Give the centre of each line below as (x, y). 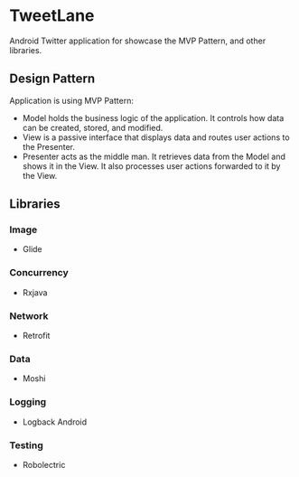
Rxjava (35, 292)
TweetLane (52, 16)
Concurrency (39, 273)
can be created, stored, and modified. (93, 127)
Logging (28, 402)
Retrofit (36, 336)
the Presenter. (48, 146)
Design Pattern (52, 79)
